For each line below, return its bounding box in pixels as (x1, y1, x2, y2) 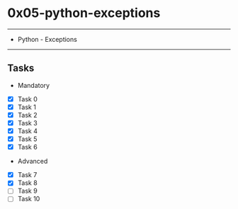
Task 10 (17, 195, 40, 203)
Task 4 (17, 127, 38, 135)
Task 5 (17, 135, 38, 143)
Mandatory (17, 81, 50, 89)
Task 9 (17, 186, 38, 196)
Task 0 (17, 94, 38, 103)
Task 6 (17, 143, 38, 152)
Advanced (17, 157, 48, 166)
